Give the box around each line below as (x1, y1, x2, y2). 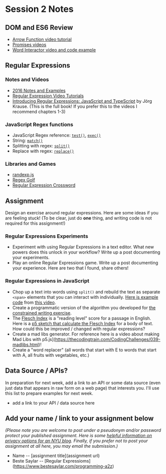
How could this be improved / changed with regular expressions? (12, 326, 145, 332)
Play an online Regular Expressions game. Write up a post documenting (12, 260, 159, 266)
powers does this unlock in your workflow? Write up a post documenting (12, 249, 161, 255)
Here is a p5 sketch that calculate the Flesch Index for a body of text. (12, 320, 154, 326)
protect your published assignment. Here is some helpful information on (5, 433, 152, 439)
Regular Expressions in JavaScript (5, 277, 90, 284)
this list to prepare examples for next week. (5, 390, 93, 396)
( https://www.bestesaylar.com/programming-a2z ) (12, 463, 114, 470)
